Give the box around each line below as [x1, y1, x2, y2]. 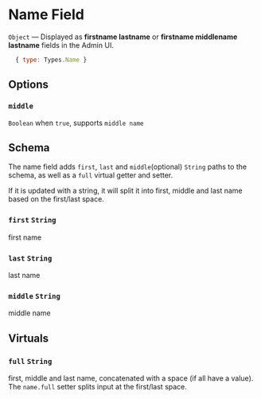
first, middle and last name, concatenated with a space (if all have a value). [8, 373, 254, 383]
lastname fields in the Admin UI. [8, 40, 114, 49]
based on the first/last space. [8, 194, 105, 204]
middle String [8, 291, 61, 300]
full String [8, 357, 53, 366]
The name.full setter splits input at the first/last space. [8, 381, 187, 391]
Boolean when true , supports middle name [8, 118, 144, 127]
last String [8, 253, 53, 263]
